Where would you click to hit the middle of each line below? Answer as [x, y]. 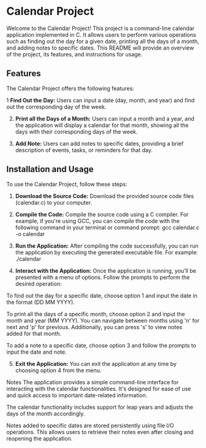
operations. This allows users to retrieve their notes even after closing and [100, 432]
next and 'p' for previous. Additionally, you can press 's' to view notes [94, 327]
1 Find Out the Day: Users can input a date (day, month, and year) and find [101, 100]
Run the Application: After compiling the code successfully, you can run [107, 246]
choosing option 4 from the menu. [58, 370]
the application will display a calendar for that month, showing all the [102, 125]
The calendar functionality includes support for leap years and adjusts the [100, 407]
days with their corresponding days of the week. [76, 131]
